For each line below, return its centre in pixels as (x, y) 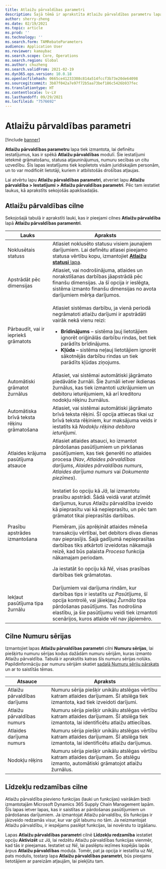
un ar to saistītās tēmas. (30, 669)
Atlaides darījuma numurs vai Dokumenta (101, 472)
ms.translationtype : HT (30, 88)
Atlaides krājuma (27, 453)
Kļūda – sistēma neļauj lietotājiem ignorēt (109, 350)
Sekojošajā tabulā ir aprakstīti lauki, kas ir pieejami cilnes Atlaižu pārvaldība (83, 217)
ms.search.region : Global (32, 60)
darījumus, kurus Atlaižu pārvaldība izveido (103, 503)
